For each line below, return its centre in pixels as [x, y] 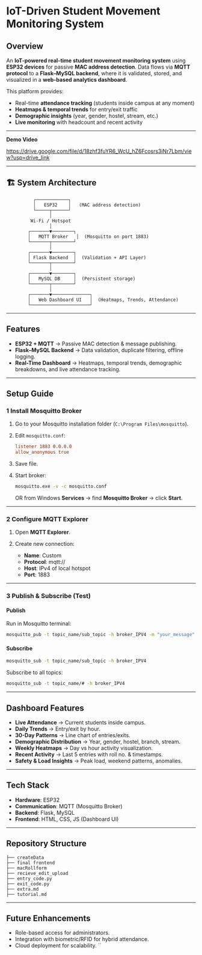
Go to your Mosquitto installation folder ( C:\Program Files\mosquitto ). [102, 424]
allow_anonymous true [42, 453]
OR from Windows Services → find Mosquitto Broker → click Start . [99, 498]
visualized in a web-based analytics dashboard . [67, 80]
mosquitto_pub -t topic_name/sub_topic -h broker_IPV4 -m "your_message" [101, 635]
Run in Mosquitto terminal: [39, 623]
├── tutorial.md [26, 894]
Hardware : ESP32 [37, 800]
